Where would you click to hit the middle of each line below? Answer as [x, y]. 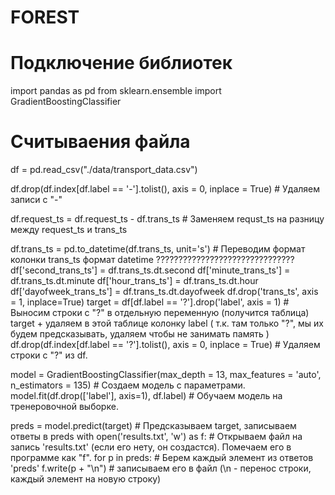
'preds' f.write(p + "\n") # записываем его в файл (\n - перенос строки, [161, 468]
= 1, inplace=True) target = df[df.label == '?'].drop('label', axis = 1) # [150, 302]
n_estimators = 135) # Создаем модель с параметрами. [128, 385]
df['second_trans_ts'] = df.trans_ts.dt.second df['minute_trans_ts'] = [150, 270]
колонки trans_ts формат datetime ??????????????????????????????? [152, 260]
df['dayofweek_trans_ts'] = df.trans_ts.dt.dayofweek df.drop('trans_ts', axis [164, 292]
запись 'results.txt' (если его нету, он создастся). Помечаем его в [151, 447]
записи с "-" [36, 200]
